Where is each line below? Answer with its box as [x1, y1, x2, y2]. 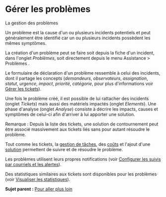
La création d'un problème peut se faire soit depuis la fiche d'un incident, [5, 50, 155, 56]
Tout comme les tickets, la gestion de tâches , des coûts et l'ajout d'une [5, 141, 150, 147]
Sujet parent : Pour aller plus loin [5, 186, 73, 192]
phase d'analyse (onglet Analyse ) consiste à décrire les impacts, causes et [5, 106, 159, 112]
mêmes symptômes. [5, 40, 47, 46]
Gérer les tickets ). [5, 86, 42, 92]
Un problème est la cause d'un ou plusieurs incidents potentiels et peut [5, 29, 151, 35]
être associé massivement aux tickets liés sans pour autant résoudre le [5, 126, 150, 132]
